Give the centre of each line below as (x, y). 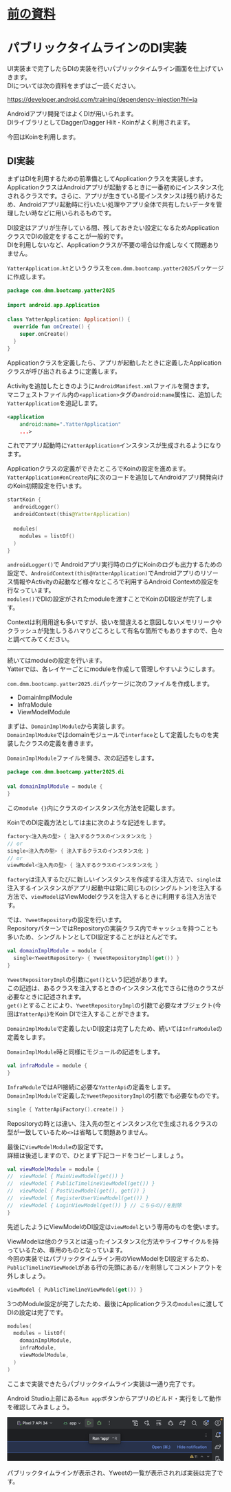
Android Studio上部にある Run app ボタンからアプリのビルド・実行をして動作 (114, 1398)
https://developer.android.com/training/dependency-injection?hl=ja (102, 100)
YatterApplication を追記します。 (54, 403)
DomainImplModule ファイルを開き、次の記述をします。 (82, 758)
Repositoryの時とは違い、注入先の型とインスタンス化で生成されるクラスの (113, 1123)
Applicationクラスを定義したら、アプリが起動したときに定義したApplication (114, 363)
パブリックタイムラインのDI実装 (97, 48)
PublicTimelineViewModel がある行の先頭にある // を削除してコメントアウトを (115, 1267)
